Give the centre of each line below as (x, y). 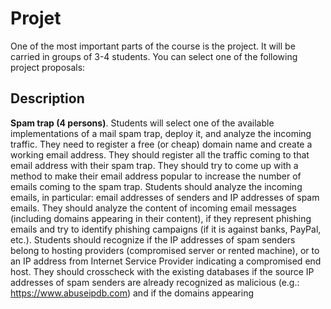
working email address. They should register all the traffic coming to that (160, 154)
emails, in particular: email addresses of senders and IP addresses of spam (165, 197)
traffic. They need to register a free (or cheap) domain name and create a (161, 144)
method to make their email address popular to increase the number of (156, 176)
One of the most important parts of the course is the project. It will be (153, 46)
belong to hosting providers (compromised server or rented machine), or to (165, 250)
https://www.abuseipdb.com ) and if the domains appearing (132, 293)
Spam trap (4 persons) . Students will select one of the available (142, 123)
